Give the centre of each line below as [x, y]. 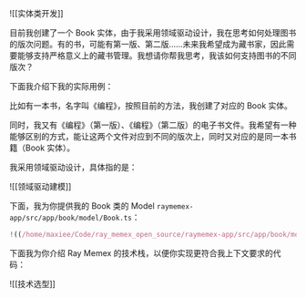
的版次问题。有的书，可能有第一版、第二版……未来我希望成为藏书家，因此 [148, 44]
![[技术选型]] [33, 283]
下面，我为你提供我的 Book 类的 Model [82, 206]
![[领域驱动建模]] [41, 186]
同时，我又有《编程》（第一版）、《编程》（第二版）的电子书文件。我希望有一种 [153, 125]
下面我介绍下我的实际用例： [61, 86]
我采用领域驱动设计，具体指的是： [73, 167]
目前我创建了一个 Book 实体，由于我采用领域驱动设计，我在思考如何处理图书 [153, 33]
